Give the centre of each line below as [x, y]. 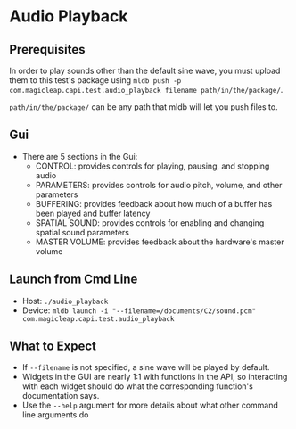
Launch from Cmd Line [74, 280]
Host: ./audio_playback [65, 301]
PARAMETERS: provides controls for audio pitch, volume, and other [159, 185]
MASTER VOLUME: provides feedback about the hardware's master [160, 242]
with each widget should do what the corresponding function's [138, 386]
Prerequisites [47, 49]
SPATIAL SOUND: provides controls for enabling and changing [150, 223]
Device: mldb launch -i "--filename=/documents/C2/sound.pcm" [139, 310]
